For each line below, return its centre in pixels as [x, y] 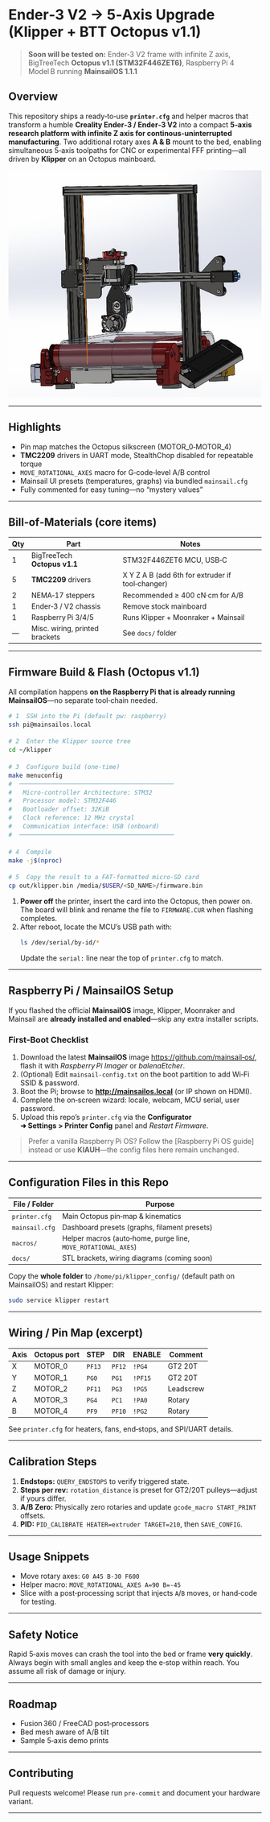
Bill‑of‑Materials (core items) [83, 522]
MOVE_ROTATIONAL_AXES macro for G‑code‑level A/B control [115, 472]
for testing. [38, 1602]
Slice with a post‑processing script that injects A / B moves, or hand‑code [139, 1593]
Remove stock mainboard [165, 606]
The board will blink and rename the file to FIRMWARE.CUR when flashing [136, 910]
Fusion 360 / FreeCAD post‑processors [84, 1724]
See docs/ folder [149, 633]
